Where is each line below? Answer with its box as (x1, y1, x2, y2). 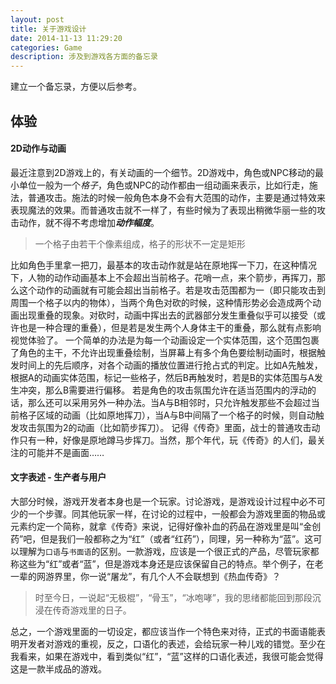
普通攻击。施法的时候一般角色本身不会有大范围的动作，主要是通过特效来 (27, 191, 326, 203)
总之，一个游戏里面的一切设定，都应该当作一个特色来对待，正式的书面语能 (10, 625, 317, 637)
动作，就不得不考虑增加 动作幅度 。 (18, 216, 160, 228)
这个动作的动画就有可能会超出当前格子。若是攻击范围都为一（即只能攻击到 (18, 284, 326, 296)
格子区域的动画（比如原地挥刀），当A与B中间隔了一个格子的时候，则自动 (18, 409, 316, 421)
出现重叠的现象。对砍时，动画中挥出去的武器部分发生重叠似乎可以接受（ (18, 309, 317, 321)
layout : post (10, 14, 65, 25)
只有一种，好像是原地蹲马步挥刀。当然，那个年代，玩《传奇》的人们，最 (18, 434, 317, 446)
